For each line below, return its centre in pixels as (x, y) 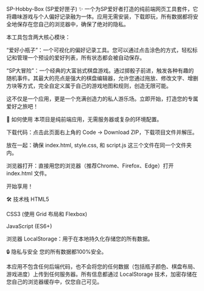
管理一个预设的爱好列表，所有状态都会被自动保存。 (81, 58)
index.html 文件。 (28, 173)
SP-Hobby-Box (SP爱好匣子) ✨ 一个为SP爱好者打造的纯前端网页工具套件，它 (102, 9)
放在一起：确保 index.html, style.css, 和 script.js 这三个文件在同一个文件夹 (99, 145)
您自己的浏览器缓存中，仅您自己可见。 (54, 282)
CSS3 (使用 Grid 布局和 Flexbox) (47, 214)
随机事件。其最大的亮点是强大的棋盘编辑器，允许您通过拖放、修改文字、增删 (102, 78)
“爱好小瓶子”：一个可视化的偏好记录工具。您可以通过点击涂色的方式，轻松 (100, 50)
